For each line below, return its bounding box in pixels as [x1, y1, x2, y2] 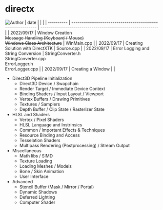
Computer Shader [19, 199, 56, 205]
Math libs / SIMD [19, 153, 53, 158]
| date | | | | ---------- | [24, 19, 71, 25]
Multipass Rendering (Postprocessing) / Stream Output [19, 142, 130, 148]
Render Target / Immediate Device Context [19, 86, 105, 91]
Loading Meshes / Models [19, 163, 72, 169]
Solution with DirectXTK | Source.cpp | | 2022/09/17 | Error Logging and [5, 45, 150, 51]
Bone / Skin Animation [19, 168, 64, 174]
